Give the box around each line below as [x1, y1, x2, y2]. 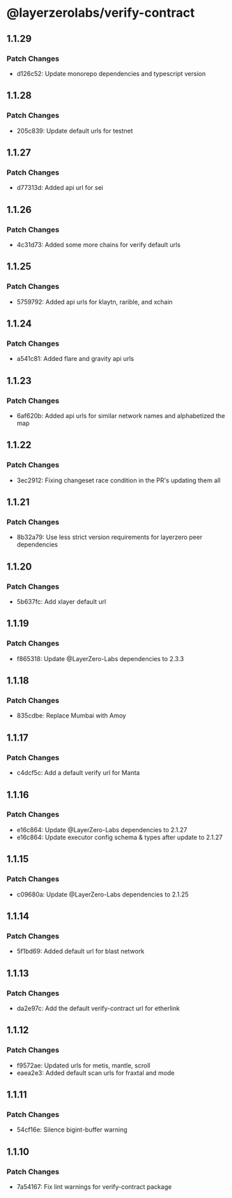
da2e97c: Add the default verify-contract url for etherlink [16, 1004, 180, 1012]
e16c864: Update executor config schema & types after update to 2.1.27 [16, 833, 223, 841]
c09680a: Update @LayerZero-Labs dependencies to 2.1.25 [16, 890, 189, 898]
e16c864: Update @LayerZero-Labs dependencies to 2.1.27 [16, 825, 187, 834]
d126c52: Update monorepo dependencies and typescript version [16, 69, 206, 77]
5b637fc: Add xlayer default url [16, 598, 107, 606]
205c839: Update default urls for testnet [16, 126, 133, 135]
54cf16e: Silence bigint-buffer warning [16, 1125, 128, 1134]
